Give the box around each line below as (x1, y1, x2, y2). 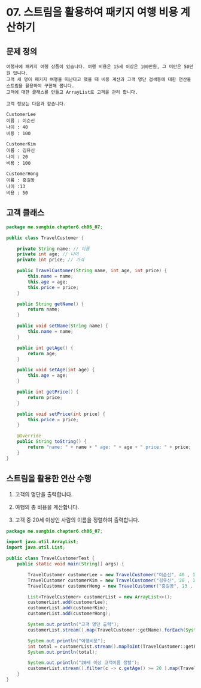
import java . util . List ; (6, 544, 66, 550)
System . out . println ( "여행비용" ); (28, 638, 106, 644)
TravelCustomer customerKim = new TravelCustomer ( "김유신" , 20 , (28, 577, 190, 583)
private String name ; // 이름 (17, 246, 90, 252)
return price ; (28, 394, 63, 400)
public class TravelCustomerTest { (6, 555, 95, 562)
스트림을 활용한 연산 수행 (6, 473, 92, 484)
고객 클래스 (6, 208, 45, 218)
